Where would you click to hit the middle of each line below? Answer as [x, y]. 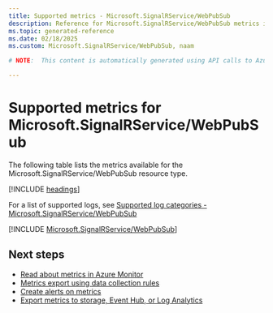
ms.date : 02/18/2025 [43, 39]
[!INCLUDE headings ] [44, 189]
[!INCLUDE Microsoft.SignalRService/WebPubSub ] [93, 229]
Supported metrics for [85, 108]
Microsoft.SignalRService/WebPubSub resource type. [98, 173]
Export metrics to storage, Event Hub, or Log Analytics [111, 300]
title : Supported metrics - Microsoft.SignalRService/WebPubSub [119, 16]
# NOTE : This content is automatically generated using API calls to [130, 61]
